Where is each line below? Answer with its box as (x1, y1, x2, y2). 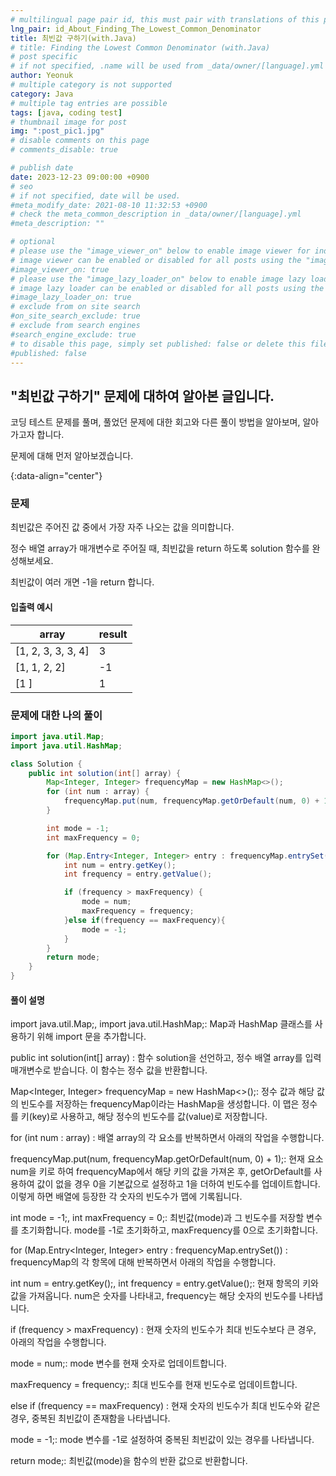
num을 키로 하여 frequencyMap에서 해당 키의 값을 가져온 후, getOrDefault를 (10, 1166, 312, 1178)
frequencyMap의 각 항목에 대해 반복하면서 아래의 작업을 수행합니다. (10, 1256, 277, 1268)
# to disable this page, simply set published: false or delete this (10, 339, 307, 349)
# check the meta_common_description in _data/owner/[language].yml (10, 209, 302, 220)
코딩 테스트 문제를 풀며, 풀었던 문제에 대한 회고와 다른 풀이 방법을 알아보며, (10, 416, 301, 428)
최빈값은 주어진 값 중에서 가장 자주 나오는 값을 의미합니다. (10, 521, 235, 533)
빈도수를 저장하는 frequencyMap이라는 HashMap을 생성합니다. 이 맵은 (20, 1098, 300, 1110)
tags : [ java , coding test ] (10, 107, 123, 118)
